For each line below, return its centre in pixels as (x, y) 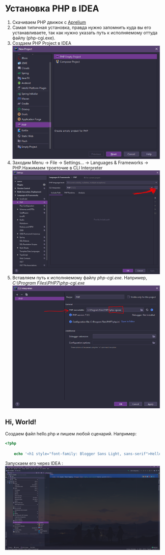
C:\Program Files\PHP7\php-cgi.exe (48, 283)
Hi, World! (21, 422)
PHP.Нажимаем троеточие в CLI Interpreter (57, 168)
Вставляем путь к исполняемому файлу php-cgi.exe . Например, (80, 277)
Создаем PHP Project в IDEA (42, 43)
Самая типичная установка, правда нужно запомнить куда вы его (82, 27)
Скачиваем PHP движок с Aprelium (49, 22)
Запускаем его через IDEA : (34, 463)
